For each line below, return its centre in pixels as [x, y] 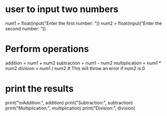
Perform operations [47, 49]
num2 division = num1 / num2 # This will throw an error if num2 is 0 [75, 68]
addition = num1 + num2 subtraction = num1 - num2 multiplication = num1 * [83, 63]
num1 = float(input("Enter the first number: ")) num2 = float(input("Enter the [84, 23]
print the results [40, 89]
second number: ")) [26, 28]
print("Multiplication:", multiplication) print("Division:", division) [70, 108]
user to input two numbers [62, 9]
